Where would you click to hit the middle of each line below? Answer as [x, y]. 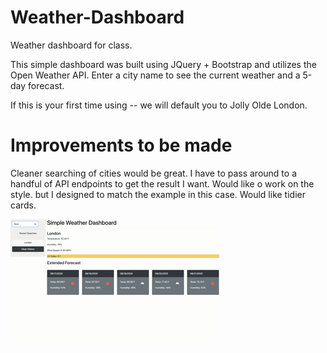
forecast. [46, 85]
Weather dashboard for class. [71, 45]
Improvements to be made [121, 145]
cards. [23, 205]
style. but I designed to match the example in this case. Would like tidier [158, 194]
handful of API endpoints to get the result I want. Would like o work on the [162, 183]
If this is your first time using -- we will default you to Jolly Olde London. [159, 105]
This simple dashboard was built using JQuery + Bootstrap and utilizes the [163, 64]
